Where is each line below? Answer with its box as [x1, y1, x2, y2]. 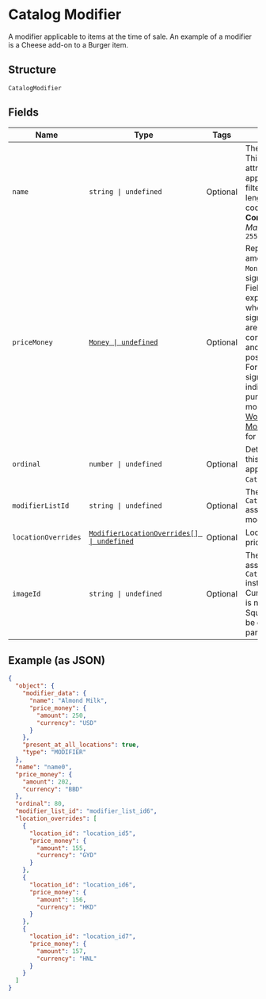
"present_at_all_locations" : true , [22, 741, 140, 749]
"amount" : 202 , [22, 778, 73, 786]
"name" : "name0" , [15, 763, 73, 771]
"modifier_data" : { [22, 689, 87, 698]
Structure [8, 63, 57, 77]
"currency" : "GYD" [36, 852, 97, 860]
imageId [12, 589, 41, 598]
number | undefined [89, 459, 162, 468]
